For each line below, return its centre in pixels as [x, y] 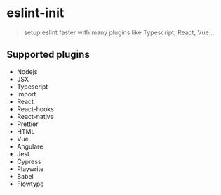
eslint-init [35, 13]
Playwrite [30, 169]
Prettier [27, 124]
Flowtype [30, 184]
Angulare [30, 146]
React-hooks [35, 109]
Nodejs [27, 71]
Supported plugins [48, 55]
